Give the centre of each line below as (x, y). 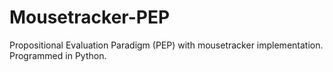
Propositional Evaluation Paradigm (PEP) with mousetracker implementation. (166, 45)
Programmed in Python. (58, 55)
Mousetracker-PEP (90, 17)
